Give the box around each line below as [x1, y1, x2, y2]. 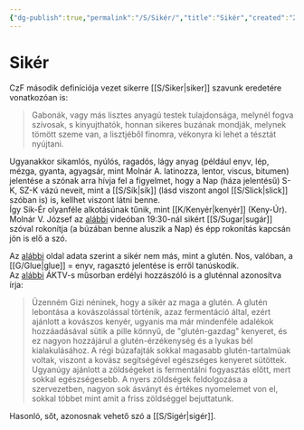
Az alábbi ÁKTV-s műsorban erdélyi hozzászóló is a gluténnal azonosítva [9, 269, 282, 281]
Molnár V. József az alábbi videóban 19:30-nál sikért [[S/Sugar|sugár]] [9, 214, 273, 225]
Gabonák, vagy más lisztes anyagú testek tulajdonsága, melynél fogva [31, 110, 294, 120]
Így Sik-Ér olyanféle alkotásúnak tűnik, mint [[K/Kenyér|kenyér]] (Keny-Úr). [9, 204, 288, 215]
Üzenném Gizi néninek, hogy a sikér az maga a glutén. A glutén [31, 296, 268, 308]
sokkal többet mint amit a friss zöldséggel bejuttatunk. [31, 393, 234, 404]
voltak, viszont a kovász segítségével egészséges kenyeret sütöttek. [31, 354, 288, 365]
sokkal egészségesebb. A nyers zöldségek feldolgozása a [31, 373, 249, 385]
